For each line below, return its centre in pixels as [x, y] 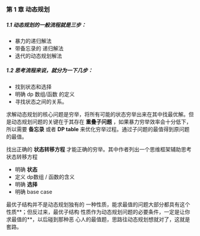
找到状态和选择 [33, 86]
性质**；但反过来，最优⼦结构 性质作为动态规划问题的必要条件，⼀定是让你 [98, 212]
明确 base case [33, 191]
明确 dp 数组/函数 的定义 [45, 94]
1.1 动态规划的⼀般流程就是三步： [46, 24]
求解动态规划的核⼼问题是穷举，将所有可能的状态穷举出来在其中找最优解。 [97, 114]
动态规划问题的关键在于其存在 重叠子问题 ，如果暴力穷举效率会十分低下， [101, 122]
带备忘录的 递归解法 [39, 48]
